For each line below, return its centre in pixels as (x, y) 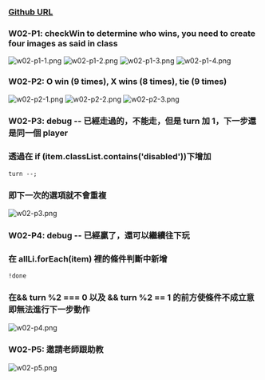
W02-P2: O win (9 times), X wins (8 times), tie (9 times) (118, 82)
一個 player (46, 133)
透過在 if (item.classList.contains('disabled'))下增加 (110, 157)
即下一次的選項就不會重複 (57, 195)
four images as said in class (63, 43)
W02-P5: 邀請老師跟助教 (56, 350)
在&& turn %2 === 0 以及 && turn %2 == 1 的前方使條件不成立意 (131, 298)
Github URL (31, 12)
